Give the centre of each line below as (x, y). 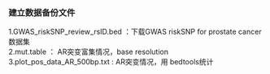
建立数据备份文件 (42, 12)
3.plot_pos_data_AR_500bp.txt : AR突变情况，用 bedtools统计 (111, 62)
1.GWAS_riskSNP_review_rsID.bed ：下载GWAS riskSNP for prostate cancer (135, 32)
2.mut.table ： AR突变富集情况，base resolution (89, 52)
